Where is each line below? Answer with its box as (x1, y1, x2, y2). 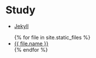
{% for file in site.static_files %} (14, 34, 91, 41)
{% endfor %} (14, 46, 48, 53)
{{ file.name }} (14, 40, 49, 47)
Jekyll (14, 23, 29, 30)
